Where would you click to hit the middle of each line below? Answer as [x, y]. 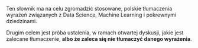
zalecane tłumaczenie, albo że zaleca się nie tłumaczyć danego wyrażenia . [99, 39]
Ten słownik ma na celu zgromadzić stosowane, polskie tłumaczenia [89, 9]
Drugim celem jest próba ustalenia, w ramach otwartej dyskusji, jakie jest [95, 33]
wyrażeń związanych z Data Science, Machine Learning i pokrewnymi [91, 15]
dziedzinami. [22, 21]
